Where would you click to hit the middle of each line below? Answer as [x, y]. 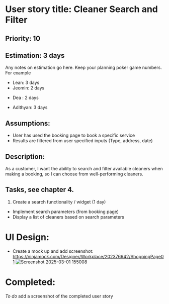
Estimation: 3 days [35, 56]
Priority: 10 [23, 38]
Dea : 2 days [25, 98]
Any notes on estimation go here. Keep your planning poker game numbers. [83, 68]
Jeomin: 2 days [28, 88]
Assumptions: [28, 123]
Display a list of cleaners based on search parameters [68, 217]
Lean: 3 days [26, 83]
